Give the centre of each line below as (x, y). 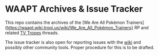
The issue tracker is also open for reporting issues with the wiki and (73, 42)
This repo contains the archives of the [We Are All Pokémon (65, 22)
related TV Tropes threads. (32, 33)
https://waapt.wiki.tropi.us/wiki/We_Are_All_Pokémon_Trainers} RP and (78, 27)
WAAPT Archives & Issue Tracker (74, 9)
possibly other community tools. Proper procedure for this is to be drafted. (80, 47)
